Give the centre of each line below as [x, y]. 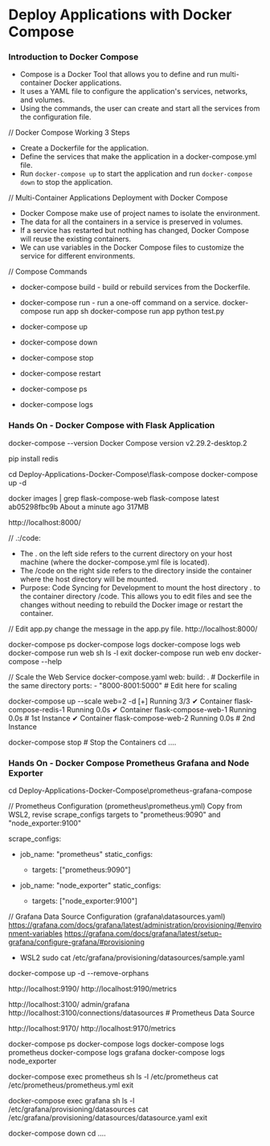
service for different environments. [77, 256]
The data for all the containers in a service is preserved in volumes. [131, 222]
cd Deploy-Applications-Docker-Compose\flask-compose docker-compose [133, 474]
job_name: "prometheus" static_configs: [86, 854]
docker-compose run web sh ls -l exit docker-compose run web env [121, 653]
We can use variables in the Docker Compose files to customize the [132, 247]
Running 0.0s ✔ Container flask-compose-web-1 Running [162, 709]
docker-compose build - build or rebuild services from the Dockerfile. [135, 288]
